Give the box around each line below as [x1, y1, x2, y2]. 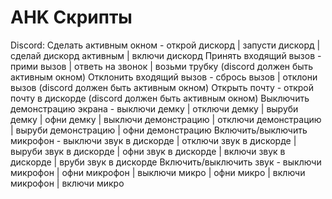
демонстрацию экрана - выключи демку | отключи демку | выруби [10, 102, 299, 115]
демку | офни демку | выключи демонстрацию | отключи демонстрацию [10, 113, 322, 125]
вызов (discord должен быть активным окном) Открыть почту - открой [10, 81, 315, 93]
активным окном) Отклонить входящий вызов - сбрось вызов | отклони [10, 71, 318, 83]
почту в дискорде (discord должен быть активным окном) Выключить [10, 92, 310, 104]
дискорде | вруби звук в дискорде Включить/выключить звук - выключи [10, 156, 322, 168]
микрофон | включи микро [10, 177, 125, 189]
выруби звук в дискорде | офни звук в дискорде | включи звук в [10, 145, 286, 157]
